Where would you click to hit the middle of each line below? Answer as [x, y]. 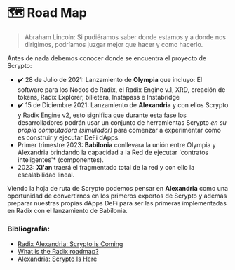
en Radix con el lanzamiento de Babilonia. [67, 210]
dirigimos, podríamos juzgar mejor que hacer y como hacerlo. [114, 44]
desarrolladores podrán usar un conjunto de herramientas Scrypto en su [122, 122]
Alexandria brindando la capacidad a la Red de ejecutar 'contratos [113, 152]
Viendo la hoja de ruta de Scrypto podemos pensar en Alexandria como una [118, 188]
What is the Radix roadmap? [58, 252]
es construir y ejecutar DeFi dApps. [69, 137]
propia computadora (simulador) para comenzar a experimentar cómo [119, 130]
